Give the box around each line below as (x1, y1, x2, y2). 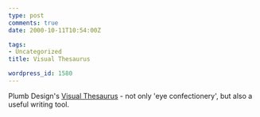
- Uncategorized (8, 48, 62, 56)
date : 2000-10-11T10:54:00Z (8, 26, 102, 34)
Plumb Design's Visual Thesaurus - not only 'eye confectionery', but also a (8, 91, 253, 100)
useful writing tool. (8, 100, 70, 109)
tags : (8, 40, 26, 48)
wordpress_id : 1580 (8, 70, 73, 77)
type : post (8, 11, 45, 20)
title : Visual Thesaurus (8, 55, 91, 63)
